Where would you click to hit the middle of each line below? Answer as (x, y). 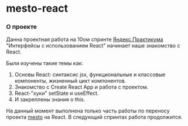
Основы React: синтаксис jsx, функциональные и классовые (90, 74)
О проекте (21, 27)
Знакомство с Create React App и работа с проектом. (81, 87)
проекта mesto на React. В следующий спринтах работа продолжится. (94, 117)
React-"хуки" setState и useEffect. (57, 93)
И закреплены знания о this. (50, 100)
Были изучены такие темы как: (45, 63)
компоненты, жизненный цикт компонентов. (70, 81)
